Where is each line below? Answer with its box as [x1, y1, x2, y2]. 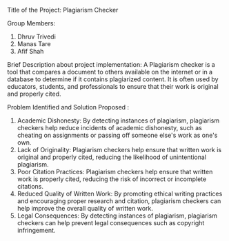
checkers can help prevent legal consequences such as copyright [17, 219, 205, 227]
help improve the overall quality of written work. [17, 205, 154, 212]
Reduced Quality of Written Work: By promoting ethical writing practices [17, 189, 223, 198]
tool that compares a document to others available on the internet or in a [7, 68, 212, 76]
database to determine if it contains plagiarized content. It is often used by [7, 75, 219, 83]
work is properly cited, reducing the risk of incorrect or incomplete [17, 175, 207, 183]
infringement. [17, 227, 56, 234]
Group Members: [7, 19, 56, 27]
